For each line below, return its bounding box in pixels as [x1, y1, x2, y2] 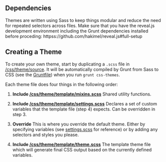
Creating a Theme [5, 47, 62, 56]
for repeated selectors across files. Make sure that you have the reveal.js [5, 22, 155, 28]
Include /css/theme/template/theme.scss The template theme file [12, 141, 151, 147]
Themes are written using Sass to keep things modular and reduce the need [5, 17, 161, 23]
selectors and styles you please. [12, 131, 79, 137]
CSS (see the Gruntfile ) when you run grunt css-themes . [5, 71, 121, 77]
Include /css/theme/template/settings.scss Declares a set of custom [12, 100, 157, 106]
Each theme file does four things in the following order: [5, 81, 118, 87]
